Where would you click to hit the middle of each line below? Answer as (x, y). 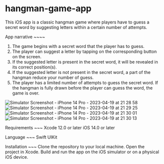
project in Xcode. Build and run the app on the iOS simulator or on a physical (82, 152)
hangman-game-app (48, 9)
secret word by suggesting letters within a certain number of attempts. (76, 27)
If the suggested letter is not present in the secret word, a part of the (81, 72)
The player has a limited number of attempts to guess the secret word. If (85, 82)
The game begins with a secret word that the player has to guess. (78, 46)
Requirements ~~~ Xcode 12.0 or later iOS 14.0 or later (60, 127)
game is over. (26, 93)
